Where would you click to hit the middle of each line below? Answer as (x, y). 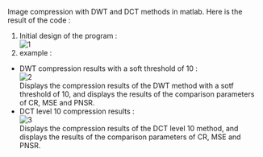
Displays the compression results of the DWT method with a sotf (127, 85)
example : (35, 53)
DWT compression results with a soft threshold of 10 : (109, 68)
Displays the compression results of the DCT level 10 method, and (129, 128)
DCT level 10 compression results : (77, 111)
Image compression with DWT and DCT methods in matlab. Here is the (125, 12)
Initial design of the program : (68, 36)
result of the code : (39, 20)
